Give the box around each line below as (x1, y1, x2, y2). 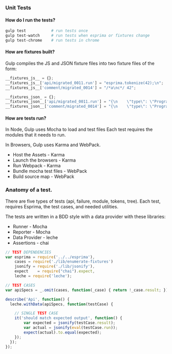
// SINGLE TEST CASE (14, 311, 58, 316)
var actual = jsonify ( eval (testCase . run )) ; (24, 325, 118, 330)
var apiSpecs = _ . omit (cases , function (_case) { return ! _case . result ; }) (5, 287, 168, 292)
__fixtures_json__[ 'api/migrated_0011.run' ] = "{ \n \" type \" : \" (5, 99, 155, 104)
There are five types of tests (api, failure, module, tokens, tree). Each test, (5, 198, 161, 204)
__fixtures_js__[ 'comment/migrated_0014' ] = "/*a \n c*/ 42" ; (5, 85, 137, 90)
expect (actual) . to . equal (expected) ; (24, 330, 102, 335)
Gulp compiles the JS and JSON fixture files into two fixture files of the (5, 60, 155, 66)
